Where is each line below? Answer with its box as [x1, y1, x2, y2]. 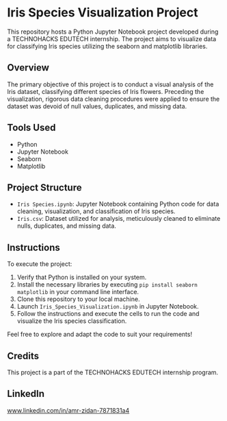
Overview [7, 62, 50, 73]
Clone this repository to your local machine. [16, 295, 140, 303]
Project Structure [7, 182, 82, 193]
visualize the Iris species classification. [16, 317, 127, 325]
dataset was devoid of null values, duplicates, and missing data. [7, 101, 187, 110]
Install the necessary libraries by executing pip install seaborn [16, 280, 198, 289]
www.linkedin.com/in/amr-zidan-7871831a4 [7, 406, 130, 414]
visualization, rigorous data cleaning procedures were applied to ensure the [7, 95, 220, 103]
